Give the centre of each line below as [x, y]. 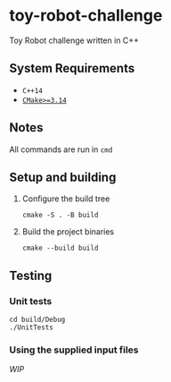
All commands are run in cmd [61, 149]
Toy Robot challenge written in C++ [74, 40]
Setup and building [63, 177]
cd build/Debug [37, 320]
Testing [31, 275]
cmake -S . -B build [60, 216]
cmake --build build [60, 248]
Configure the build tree [66, 199]
